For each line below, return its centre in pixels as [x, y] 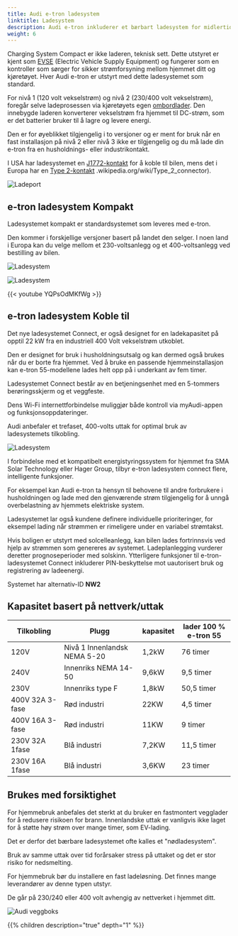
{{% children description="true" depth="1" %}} [76, 925]
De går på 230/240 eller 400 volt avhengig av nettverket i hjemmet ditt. [112, 897]
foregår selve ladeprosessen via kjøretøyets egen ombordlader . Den [106, 105]
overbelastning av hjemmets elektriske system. [76, 505]
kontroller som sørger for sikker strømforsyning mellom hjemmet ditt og [112, 69]
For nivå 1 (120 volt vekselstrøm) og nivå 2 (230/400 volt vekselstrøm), [110, 98]
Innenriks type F [91, 688]
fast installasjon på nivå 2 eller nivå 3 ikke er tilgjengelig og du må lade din [116, 142]
